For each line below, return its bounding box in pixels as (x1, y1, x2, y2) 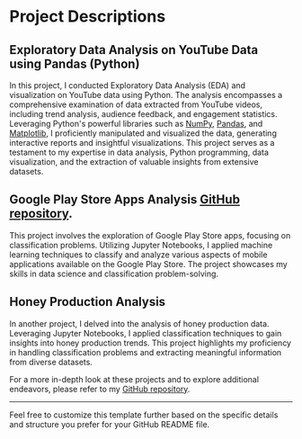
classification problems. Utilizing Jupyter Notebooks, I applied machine (9, 239, 273, 250)
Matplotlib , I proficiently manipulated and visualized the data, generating (9, 128, 277, 139)
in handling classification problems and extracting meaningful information (9, 346, 282, 357)
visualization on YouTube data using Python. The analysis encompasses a (9, 90, 283, 100)
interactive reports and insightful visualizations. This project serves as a (9, 138, 275, 148)
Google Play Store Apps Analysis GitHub (9, 192, 241, 208)
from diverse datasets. (9, 356, 93, 367)
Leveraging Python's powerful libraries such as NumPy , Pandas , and (9, 119, 263, 129)
